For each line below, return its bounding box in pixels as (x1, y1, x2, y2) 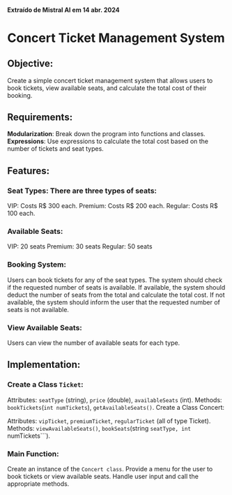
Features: (7, 165, 50, 177)
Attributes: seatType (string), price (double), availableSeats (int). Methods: (7, 395, 222, 404)
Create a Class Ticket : (7, 380, 84, 390)
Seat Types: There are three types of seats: (7, 186, 157, 195)
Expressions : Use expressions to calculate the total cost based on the (7, 137, 209, 146)
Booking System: (7, 260, 66, 269)
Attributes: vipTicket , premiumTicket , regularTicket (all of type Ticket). (7, 416, 211, 425)
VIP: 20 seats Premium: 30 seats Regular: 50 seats (7, 242, 153, 251)
